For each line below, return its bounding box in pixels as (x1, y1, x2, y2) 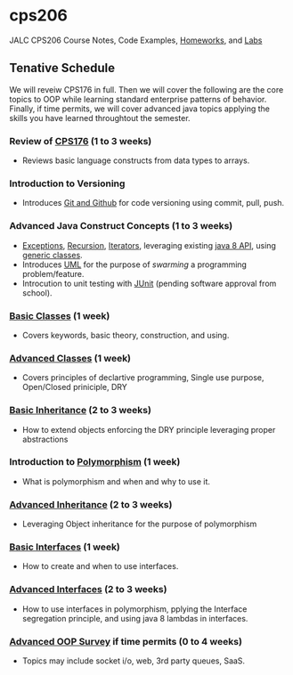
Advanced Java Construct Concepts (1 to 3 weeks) (9, 220, 233, 232)
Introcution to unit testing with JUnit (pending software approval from (21, 278, 277, 289)
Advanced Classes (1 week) (9, 352, 132, 364)
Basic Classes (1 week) (9, 309, 110, 321)
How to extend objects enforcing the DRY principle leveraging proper (21, 424, 276, 435)
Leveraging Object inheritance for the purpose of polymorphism (21, 518, 257, 530)
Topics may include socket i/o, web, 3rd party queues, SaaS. (21, 655, 246, 666)
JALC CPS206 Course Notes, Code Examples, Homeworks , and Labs (9, 35, 263, 45)
